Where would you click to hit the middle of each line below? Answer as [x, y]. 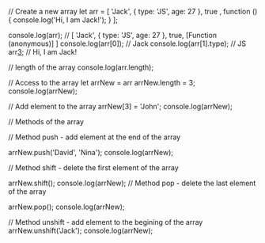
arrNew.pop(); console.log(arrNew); [66, 207]
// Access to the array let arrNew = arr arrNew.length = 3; [102, 83]
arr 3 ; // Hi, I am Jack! [43, 52]
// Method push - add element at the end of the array [95, 137]
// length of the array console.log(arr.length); [81, 67]
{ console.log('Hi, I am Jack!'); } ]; [63, 20]
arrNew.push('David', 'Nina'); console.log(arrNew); [91, 152]
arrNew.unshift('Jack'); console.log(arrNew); [81, 230]
